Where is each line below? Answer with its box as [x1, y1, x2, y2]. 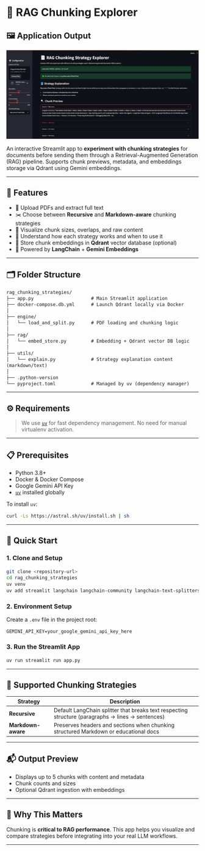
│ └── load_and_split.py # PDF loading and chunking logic [6, 320, 179, 326]
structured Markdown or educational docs [54, 728, 160, 735]
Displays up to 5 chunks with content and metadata [15, 773, 145, 780]
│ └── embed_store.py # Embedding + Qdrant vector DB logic [6, 338, 190, 344]
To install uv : [6, 500, 38, 508]
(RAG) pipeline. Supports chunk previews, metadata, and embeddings [6, 158, 182, 165]
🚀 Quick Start [6, 536, 58, 546]
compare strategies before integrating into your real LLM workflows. [6, 832, 178, 839]
